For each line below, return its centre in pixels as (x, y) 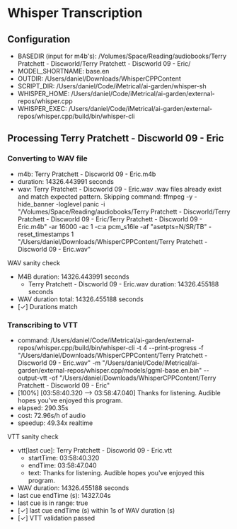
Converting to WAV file (47, 158)
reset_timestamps (44, 234)
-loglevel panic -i (80, 204)
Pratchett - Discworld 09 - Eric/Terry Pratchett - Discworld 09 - (110, 219)
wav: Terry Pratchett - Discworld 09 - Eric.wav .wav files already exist (119, 189)
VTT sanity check (33, 436)
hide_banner (36, 204)
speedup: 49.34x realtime (55, 423)
